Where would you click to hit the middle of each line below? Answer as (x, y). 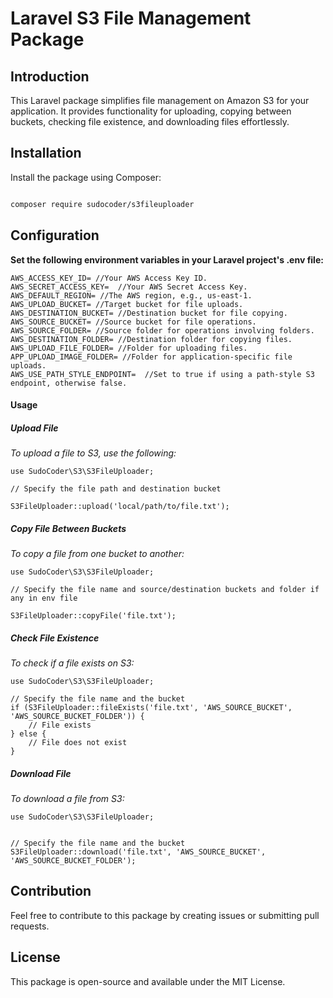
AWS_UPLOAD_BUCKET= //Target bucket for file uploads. (127, 304)
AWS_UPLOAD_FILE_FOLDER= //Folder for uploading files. (129, 348)
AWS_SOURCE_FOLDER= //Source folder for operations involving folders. (162, 330)
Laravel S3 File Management (131, 18)
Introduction (50, 76)
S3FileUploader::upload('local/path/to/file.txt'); (120, 507)
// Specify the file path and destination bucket (116, 489)
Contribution (51, 891)
